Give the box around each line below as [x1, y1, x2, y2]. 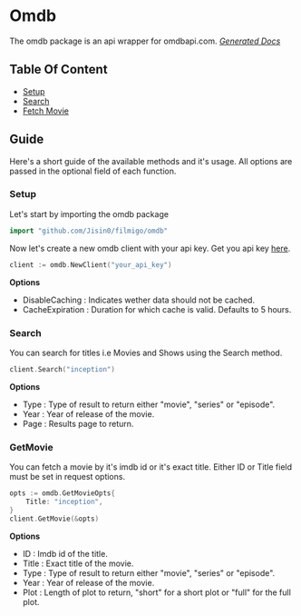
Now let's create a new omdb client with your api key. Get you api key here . [9, 243, 291, 253]
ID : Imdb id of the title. [22, 548, 109, 559]
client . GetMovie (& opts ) [9, 514, 100, 523]
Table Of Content [9, 62, 108, 77]
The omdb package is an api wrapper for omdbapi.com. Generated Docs [9, 35, 281, 46]
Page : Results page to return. [22, 418, 134, 429]
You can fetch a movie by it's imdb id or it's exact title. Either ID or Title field [9, 462, 293, 472]
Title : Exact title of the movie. [22, 558, 134, 569]
